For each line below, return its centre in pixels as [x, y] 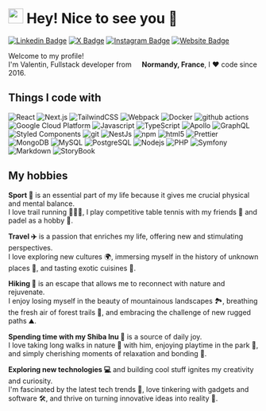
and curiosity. [31, 381]
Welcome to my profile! [46, 56]
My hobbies [38, 176]
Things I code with [55, 98]
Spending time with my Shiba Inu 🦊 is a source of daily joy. [105, 336]
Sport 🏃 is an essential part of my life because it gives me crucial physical [129, 195]
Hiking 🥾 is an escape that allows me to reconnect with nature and [117, 283]
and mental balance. [42, 204]
